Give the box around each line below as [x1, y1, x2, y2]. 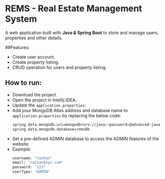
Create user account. [12, 54, 56, 60]
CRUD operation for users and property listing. [12, 64, 107, 70]
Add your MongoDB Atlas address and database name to [12, 107, 128, 113]
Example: [12, 146, 32, 152]
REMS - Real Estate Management [5, 3, 142, 14]
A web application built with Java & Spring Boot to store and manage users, [5, 30, 159, 35]
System [5, 13, 37, 25]
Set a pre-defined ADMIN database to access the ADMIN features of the [12, 136, 159, 142]
